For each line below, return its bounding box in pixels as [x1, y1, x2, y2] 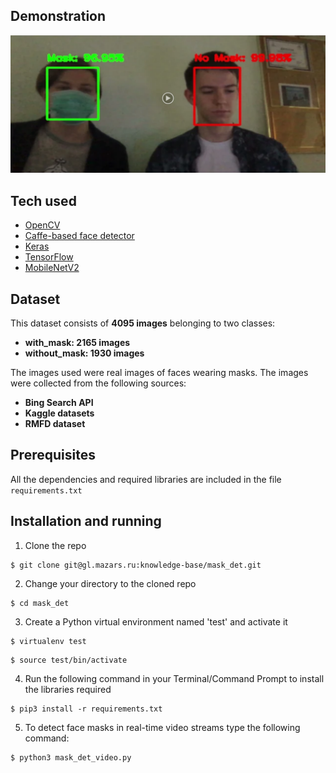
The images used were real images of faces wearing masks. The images [10, 366, 309, 378]
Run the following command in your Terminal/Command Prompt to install [24, 672, 325, 684]
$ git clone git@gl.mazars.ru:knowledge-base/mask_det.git [10, 560, 262, 570]
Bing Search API [24, 396, 94, 408]
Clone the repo [24, 539, 87, 551]
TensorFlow [24, 251, 74, 263]
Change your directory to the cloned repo [24, 577, 197, 589]
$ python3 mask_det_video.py [10, 752, 132, 763]
